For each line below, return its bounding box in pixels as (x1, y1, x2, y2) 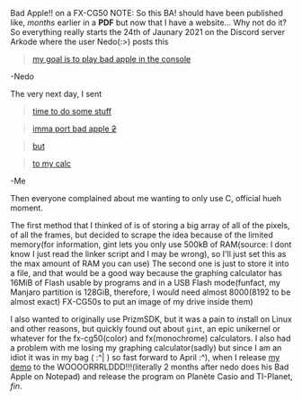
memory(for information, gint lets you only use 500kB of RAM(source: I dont (10, 239, 292, 250)
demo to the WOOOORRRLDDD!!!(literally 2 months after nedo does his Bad (10, 361, 289, 372)
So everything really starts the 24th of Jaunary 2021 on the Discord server (10, 27, 286, 37)
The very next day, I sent (10, 89, 102, 99)
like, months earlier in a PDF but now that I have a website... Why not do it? (10, 17, 287, 28)
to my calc (31, 158, 71, 169)
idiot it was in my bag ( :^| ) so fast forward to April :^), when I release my (10, 352, 280, 362)
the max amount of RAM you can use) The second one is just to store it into (10, 258, 289, 269)
